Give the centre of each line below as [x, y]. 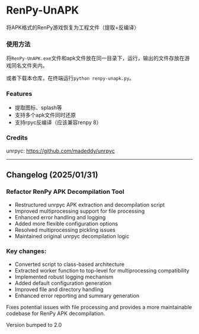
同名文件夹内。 [29, 66]
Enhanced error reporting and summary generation [77, 296]
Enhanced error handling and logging [60, 217]
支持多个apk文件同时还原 [45, 115]
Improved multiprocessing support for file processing [80, 211]
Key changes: [26, 251]
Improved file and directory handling [59, 289]
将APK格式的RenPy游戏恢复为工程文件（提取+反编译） [73, 27]
